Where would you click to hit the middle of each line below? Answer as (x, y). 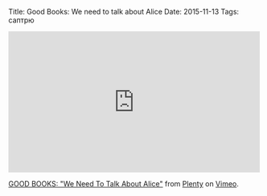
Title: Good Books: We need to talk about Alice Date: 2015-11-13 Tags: (124, 12)
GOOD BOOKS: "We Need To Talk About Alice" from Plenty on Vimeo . (124, 184)
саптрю (21, 20)
